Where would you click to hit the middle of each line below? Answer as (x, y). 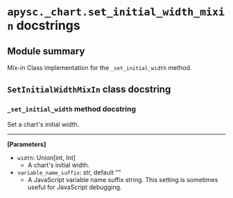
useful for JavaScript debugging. (75, 187)
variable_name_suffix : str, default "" (69, 172)
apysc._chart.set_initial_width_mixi (116, 12)
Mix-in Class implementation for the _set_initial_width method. (100, 67)
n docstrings (44, 26)
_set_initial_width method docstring (72, 109)
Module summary (46, 51)
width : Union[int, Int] (46, 157)
